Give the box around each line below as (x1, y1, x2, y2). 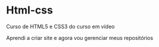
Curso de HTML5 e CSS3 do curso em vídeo (6, 23, 115, 30)
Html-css (6, 4, 53, 17)
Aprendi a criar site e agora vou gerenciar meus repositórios (6, 34, 153, 41)
